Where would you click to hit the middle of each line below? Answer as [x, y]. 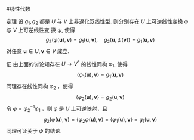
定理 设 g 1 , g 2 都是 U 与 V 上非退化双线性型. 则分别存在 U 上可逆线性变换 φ [97, 22]
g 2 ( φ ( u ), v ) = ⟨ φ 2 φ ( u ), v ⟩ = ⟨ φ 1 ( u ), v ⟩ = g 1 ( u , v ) [100, 120]
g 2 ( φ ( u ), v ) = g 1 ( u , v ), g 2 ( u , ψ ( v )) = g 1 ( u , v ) [100, 40]
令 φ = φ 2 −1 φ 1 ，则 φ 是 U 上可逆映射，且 [57, 108]
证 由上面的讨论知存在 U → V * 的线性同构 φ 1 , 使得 [67, 64]
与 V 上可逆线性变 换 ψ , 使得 [41, 30]
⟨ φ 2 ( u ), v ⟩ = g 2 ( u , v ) [100, 97]
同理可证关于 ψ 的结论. [34, 130]
